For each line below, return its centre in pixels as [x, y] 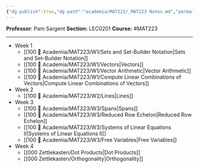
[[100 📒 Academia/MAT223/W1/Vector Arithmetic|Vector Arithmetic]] [107, 70]
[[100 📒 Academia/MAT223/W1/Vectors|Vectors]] [84, 64]
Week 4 [24, 146]
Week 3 [24, 102]
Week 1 [23, 46]
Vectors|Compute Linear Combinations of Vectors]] [86, 83]
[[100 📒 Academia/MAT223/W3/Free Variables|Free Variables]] [100, 140]
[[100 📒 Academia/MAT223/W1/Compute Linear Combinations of [102, 77]
